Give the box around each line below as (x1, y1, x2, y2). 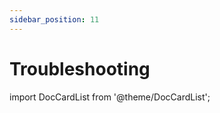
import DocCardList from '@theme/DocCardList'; (9, 91, 211, 103)
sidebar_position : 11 (9, 14, 100, 25)
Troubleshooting (9, 57, 151, 80)
